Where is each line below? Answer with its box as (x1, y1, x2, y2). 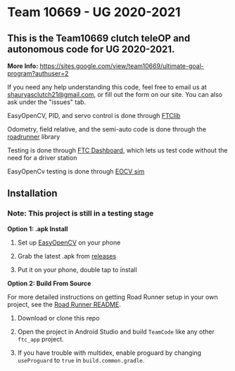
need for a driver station (7, 154, 77, 162)
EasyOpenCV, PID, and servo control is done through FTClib (7, 112, 181, 119)
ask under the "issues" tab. (7, 98, 87, 106)
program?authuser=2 (7, 70, 69, 77)
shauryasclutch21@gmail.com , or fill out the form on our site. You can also (7, 91, 223, 98)
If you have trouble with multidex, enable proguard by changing (17, 349, 202, 357)
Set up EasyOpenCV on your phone (17, 238, 121, 247)
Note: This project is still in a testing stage (7, 209, 154, 219)
